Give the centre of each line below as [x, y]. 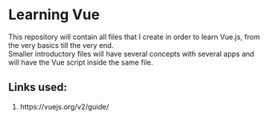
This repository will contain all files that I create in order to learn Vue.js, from [134, 37]
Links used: [38, 87]
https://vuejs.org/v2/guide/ [64, 106]
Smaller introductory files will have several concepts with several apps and [131, 54]
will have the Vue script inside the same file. [81, 62]
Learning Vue [54, 15]
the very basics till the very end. [61, 45]
